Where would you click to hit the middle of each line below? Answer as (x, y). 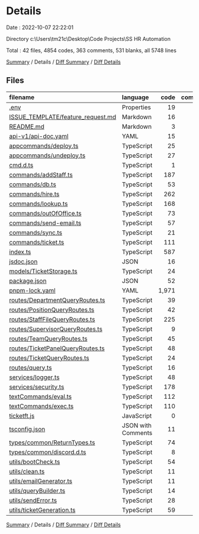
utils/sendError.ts (33, 500)
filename (22, 97)
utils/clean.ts (27, 471)
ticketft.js (22, 415)
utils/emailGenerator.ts (41, 481)
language (135, 97)
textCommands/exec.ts (41, 406)
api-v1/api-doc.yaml (39, 136)
